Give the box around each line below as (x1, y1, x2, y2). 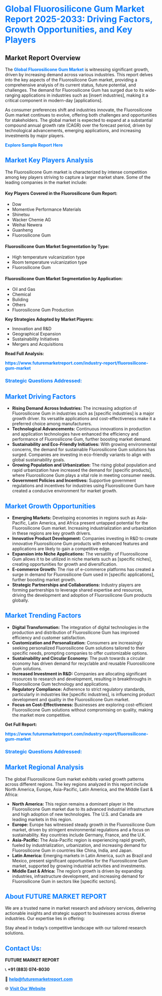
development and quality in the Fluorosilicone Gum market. (12, 696, 130, 702)
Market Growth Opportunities (5, 502, 96, 510)
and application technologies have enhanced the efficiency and (12, 431, 139, 437)
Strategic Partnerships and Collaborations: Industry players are (12, 582, 141, 588)
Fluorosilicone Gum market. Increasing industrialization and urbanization (12, 525, 157, 531)
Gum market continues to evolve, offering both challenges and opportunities (5, 112, 157, 118)
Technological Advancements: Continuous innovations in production (12, 426, 151, 432)
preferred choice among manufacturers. (12, 421, 92, 427)
